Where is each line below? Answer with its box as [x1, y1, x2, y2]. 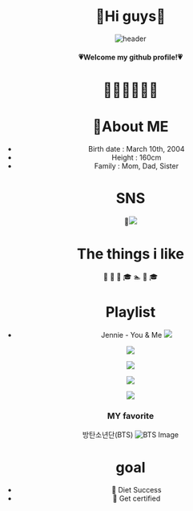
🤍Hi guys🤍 [95, 7, 166, 26]
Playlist [105, 302, 156, 321]
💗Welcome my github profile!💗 [78, 52, 183, 62]
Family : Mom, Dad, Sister [94, 160, 179, 171]
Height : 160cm [111, 152, 162, 162]
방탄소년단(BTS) [82, 429, 134, 440]
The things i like [77, 245, 184, 263]
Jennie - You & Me [101, 331, 163, 340]
